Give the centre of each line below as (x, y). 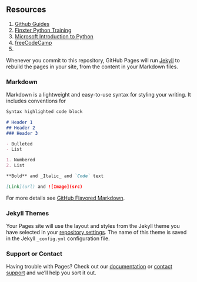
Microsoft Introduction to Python (54, 36)
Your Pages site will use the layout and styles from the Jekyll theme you (93, 226)
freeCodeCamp (33, 42)
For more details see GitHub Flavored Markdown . (66, 198)
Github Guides (32, 24)
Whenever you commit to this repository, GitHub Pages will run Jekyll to (93, 60)
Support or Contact (34, 254)
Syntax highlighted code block (44, 112)
